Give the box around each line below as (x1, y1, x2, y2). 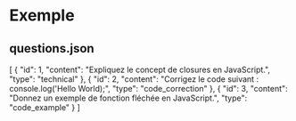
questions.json (9, 41, 95, 56)
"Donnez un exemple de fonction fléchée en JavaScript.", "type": (9, 93, 248, 103)
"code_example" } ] (9, 102, 80, 112)
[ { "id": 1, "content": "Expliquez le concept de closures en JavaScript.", (9, 64, 270, 75)
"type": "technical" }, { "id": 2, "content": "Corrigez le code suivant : (9, 74, 259, 85)
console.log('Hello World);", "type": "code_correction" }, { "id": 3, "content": (9, 84, 288, 93)
